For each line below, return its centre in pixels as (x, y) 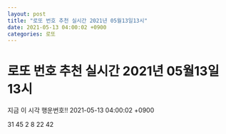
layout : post (27, 14)
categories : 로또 (31, 34)
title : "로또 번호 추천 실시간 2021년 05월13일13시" (78, 21)
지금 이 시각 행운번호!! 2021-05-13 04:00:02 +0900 (81, 110)
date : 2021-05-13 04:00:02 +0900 (57, 27)
